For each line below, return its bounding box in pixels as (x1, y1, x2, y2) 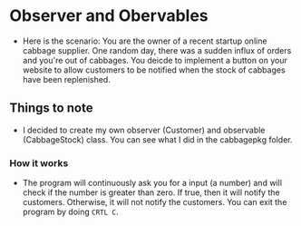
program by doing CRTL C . (22, 206, 119, 218)
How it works (9, 156, 69, 169)
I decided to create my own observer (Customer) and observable (22, 124, 266, 135)
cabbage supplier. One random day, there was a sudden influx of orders (22, 44, 292, 55)
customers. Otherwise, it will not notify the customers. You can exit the (22, 197, 287, 208)
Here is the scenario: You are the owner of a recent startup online (22, 35, 267, 46)
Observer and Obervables (9, 5, 209, 26)
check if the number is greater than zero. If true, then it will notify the (22, 187, 280, 198)
